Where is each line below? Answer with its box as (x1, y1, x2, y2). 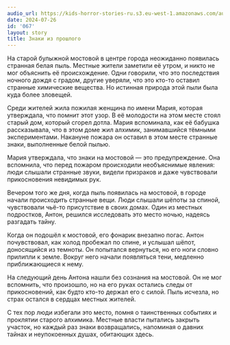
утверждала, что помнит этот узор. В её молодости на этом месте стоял (7, 111, 221, 120)
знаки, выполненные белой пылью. (7, 140, 111, 149)
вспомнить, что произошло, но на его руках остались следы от (7, 281, 193, 289)
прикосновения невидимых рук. (7, 175, 101, 183)
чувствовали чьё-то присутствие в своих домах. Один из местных (7, 203, 203, 212)
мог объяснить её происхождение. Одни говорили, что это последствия (7, 69, 220, 77)
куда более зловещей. (7, 90, 73, 99)
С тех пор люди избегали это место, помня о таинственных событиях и (7, 309, 217, 317)
